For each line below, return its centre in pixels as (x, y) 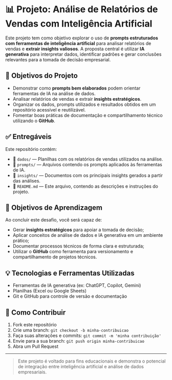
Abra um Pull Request (36, 346)
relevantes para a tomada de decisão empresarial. (58, 59)
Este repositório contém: (31, 149)
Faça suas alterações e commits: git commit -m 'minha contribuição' (87, 336)
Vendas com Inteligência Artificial (79, 24)
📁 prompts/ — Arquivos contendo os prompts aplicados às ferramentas (87, 164)
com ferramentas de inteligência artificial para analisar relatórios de (78, 43)
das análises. (27, 181)
